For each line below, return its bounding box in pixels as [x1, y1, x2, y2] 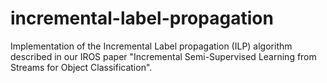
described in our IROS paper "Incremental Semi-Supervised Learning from [10, 50, 317, 62]
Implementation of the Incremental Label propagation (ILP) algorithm [10, 40, 293, 52]
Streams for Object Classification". [10, 61, 153, 73]
